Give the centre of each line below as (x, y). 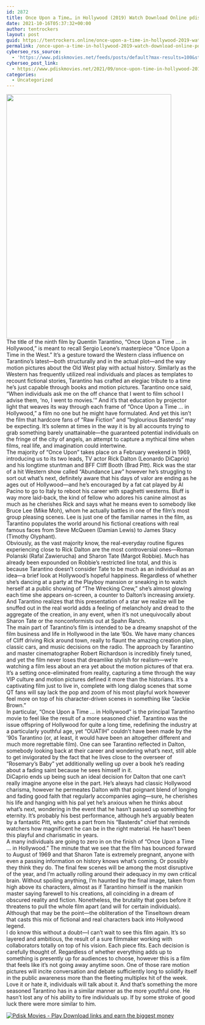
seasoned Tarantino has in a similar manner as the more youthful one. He (98, 991)
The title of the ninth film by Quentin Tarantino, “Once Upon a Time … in (96, 342)
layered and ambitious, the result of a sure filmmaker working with (89, 939)
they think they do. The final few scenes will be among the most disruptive (100, 867)
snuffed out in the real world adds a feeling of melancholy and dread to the (100, 608)
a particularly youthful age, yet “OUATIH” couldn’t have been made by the (99, 731)
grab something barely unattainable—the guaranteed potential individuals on (103, 433)
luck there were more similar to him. (51, 1004)
